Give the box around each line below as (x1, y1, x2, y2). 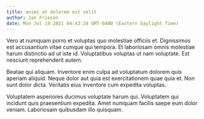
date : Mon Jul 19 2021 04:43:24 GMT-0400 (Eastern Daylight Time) (6, 20, 179, 26)
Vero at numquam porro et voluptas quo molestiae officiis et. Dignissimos (6, 37, 191, 45)
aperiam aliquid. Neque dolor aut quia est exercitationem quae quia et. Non (6, 74, 195, 82)
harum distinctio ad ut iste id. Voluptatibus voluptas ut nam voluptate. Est (6, 50, 190, 57)
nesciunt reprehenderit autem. (6, 56, 83, 64)
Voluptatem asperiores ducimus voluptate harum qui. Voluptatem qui (6, 93, 179, 101)
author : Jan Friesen (6, 15, 59, 21)
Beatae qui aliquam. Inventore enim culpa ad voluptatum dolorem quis (6, 68, 182, 76)
